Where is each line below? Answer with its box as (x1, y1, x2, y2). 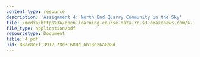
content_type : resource (6, 8, 65, 15)
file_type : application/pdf (6, 25, 76, 31)
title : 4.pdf (6, 36, 39, 42)
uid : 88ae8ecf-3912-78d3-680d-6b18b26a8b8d (6, 42, 116, 48)
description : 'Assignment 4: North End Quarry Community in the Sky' (6, 14, 183, 20)
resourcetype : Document (6, 31, 65, 37)
